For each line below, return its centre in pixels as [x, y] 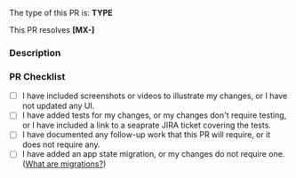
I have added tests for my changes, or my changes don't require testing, [154, 115]
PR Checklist [37, 76]
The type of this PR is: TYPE [61, 13]
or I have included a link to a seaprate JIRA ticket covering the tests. [146, 125]
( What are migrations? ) [64, 164]
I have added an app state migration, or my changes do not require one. [153, 154]
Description [35, 52]
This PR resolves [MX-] [52, 30]
